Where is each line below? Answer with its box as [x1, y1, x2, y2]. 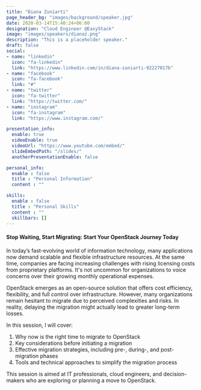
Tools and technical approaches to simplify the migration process [14, 359, 178, 366]
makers [6, 377, 25, 384]
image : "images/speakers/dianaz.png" [6, 31, 101, 37]
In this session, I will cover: [6, 321, 73, 329]
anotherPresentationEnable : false [11, 154, 98, 160]
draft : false [6, 43, 39, 49]
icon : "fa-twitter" [11, 93, 61, 99]
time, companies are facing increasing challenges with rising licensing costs [6, 259, 196, 267]
